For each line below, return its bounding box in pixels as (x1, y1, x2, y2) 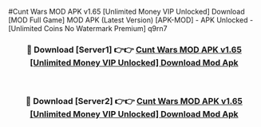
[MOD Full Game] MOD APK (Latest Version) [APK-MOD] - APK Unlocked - (8, 15, 254, 25)
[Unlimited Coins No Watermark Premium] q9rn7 (8, 24, 168, 33)
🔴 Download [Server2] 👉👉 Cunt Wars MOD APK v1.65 (25, 96, 243, 107)
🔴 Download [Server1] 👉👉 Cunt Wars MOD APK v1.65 (26, 44, 242, 55)
